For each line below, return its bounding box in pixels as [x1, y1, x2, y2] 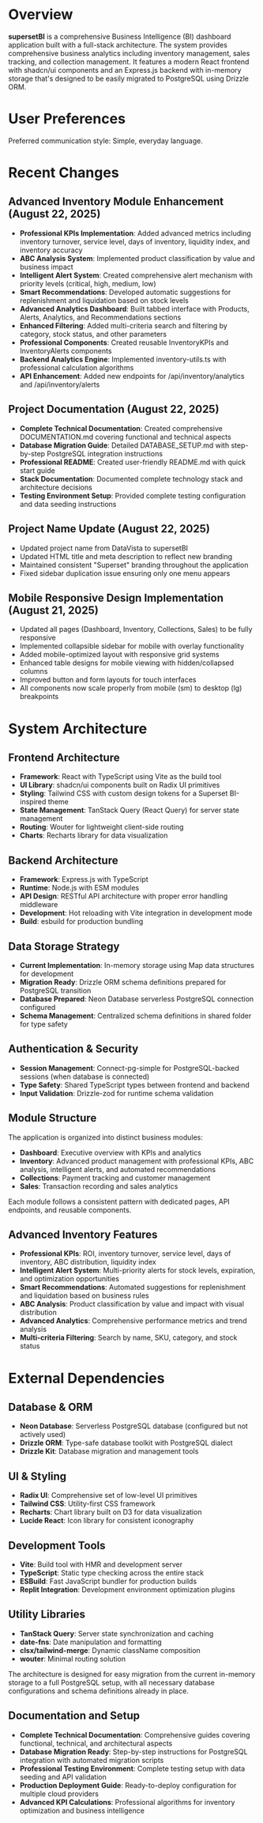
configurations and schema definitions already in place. [8, 1686, 190, 1696]
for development [19, 969, 74, 978]
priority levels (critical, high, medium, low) [19, 278, 156, 288]
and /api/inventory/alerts [19, 380, 100, 389]
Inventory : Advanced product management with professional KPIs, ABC [19, 1156, 254, 1166]
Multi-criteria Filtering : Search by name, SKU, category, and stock [19, 1333, 238, 1342]
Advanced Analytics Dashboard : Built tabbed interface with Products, [19, 304, 250, 313]
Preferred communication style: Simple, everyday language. [8, 136, 203, 146]
